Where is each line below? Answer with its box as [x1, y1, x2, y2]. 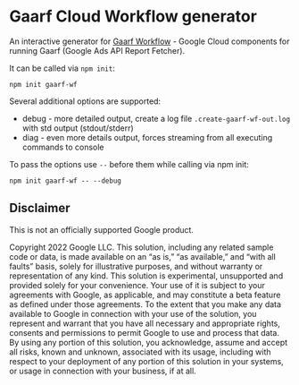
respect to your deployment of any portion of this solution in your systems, [9, 355, 284, 366]
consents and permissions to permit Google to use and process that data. [9, 327, 279, 338]
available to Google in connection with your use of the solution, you [9, 308, 257, 319]
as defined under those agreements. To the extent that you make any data [9, 298, 282, 310]
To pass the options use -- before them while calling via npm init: [9, 158, 250, 169]
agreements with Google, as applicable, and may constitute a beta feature [9, 289, 281, 300]
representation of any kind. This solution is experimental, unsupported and [9, 270, 284, 281]
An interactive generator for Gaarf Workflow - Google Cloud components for [9, 36, 290, 47]
